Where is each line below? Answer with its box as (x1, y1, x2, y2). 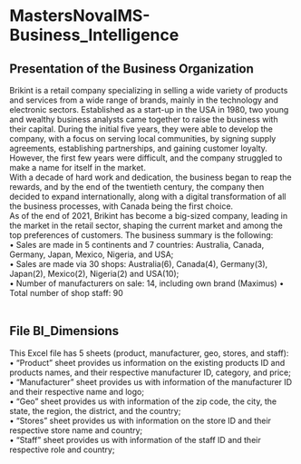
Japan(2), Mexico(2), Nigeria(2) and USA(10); (9, 269, 180, 279)
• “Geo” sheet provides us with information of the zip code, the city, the (9, 396, 277, 407)
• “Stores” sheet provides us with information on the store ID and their (9, 415, 272, 426)
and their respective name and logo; (9, 386, 145, 397)
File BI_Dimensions (9, 323, 120, 339)
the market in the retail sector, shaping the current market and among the (9, 220, 284, 231)
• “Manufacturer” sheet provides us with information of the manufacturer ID (9, 376, 293, 387)
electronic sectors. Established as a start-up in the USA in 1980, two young (9, 104, 289, 114)
